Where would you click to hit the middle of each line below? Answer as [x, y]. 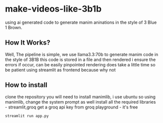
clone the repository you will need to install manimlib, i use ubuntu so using [80, 97]
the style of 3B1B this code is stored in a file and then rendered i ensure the [80, 60]
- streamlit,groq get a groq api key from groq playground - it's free [72, 107]
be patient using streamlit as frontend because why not [60, 70]
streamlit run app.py [27, 116]
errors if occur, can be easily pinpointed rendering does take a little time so [80, 64]
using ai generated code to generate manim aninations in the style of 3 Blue [81, 22]
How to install [26, 85]
